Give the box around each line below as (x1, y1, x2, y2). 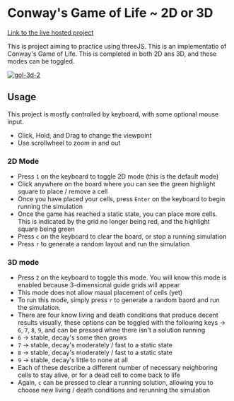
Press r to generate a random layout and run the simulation (17, 240, 190, 249)
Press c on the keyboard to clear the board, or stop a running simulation (17, 232, 227, 241)
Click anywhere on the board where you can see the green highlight (17, 180, 216, 188)
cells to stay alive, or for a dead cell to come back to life (17, 371, 180, 379)
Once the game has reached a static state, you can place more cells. (17, 210, 218, 218)
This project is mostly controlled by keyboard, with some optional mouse (7, 109, 219, 118)
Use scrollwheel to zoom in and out (17, 138, 121, 147)
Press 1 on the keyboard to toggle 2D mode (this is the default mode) (17, 172, 219, 181)
